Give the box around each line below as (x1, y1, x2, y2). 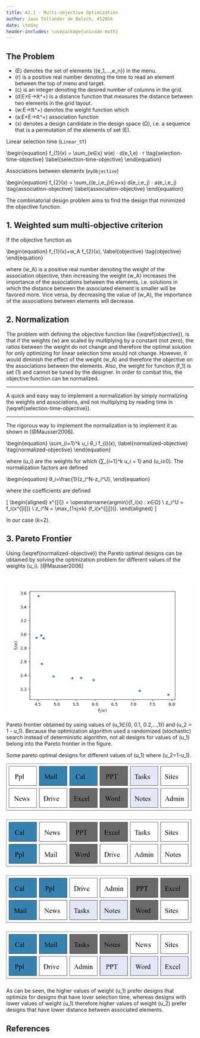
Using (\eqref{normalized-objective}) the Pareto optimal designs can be (6, 549, 183, 557)
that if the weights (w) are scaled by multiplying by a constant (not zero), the (6, 337, 194, 344)
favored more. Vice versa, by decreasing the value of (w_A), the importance (6, 291, 192, 298)
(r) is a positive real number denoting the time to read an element (14, 73, 174, 80)
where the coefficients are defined (6, 487, 91, 494)
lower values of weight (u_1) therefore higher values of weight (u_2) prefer (6, 1000, 187, 1007)
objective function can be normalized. (6, 374, 99, 382)
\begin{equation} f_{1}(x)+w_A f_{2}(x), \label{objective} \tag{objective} (6, 247, 182, 255)
